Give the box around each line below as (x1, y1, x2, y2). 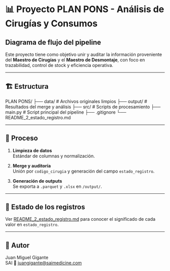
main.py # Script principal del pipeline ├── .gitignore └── (5, 109, 126, 115)
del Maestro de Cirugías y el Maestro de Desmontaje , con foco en (5, 57, 145, 63)
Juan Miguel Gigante (5, 254, 49, 261)
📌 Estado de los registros (5, 203, 86, 212)
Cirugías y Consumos (5, 18, 98, 29)
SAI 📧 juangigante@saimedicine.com (5, 260, 82, 266)
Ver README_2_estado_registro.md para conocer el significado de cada (5, 216, 156, 222)
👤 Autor (5, 241, 30, 250)
